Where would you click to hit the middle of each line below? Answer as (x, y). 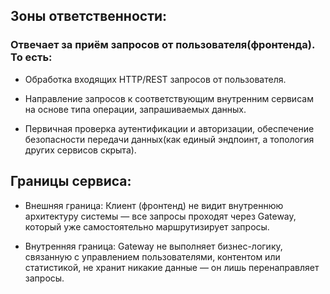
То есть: (31, 57)
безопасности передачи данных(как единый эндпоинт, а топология (169, 139)
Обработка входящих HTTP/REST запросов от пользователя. (155, 79)
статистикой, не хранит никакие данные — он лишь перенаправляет (172, 267)
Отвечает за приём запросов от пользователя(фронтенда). (162, 45)
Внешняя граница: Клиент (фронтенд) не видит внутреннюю (154, 205)
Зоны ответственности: (89, 16)
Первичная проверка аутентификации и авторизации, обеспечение (169, 128)
